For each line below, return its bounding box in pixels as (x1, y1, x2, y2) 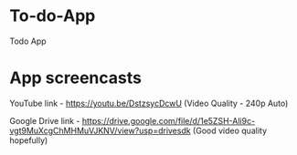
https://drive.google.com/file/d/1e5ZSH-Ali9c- (81, 115, 256, 126)
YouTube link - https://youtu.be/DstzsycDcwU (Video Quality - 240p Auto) (9, 98, 289, 108)
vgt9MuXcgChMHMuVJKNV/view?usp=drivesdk (9, 125, 191, 136)
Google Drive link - (9, 115, 80, 126)
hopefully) (9, 134, 48, 146)
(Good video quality (192, 125, 268, 136)
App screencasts (9, 67, 142, 88)
